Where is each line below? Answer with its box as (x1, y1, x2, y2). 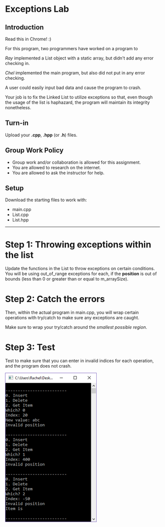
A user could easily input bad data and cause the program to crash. (5, 85, 141, 91)
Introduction (5, 23, 44, 31)
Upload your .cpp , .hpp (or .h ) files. (5, 132, 78, 138)
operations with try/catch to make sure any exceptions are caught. (5, 315, 139, 321)
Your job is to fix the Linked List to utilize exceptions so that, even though (5, 94, 153, 100)
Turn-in (5, 119, 28, 127)
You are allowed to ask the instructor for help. (12, 170, 105, 176)
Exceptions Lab (5, 3, 69, 15)
